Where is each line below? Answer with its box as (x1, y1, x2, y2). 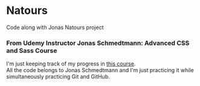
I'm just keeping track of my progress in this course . (6, 60, 136, 67)
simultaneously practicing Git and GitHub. (6, 73, 110, 81)
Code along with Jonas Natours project (6, 24, 104, 31)
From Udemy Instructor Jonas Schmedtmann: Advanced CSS (6, 39, 190, 47)
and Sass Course (6, 46, 57, 55)
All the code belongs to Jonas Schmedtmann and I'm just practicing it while (6, 67, 195, 74)
